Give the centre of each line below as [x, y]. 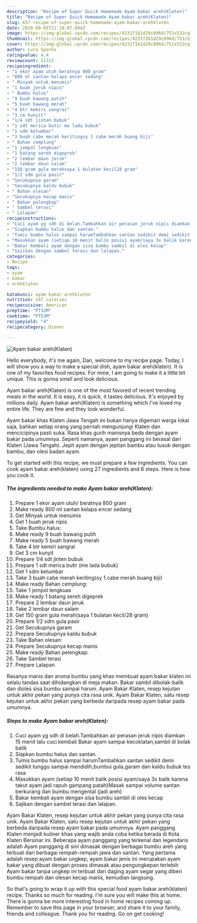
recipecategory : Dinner [36, 327]
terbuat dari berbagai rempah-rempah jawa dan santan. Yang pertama [91, 853]
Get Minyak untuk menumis [48, 515]
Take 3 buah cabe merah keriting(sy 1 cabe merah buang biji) [89, 578]
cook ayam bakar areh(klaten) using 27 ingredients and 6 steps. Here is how [98, 469]
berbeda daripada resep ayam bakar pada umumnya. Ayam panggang [91, 828]
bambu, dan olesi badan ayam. [44, 451]
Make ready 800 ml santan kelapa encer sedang [73, 510]
